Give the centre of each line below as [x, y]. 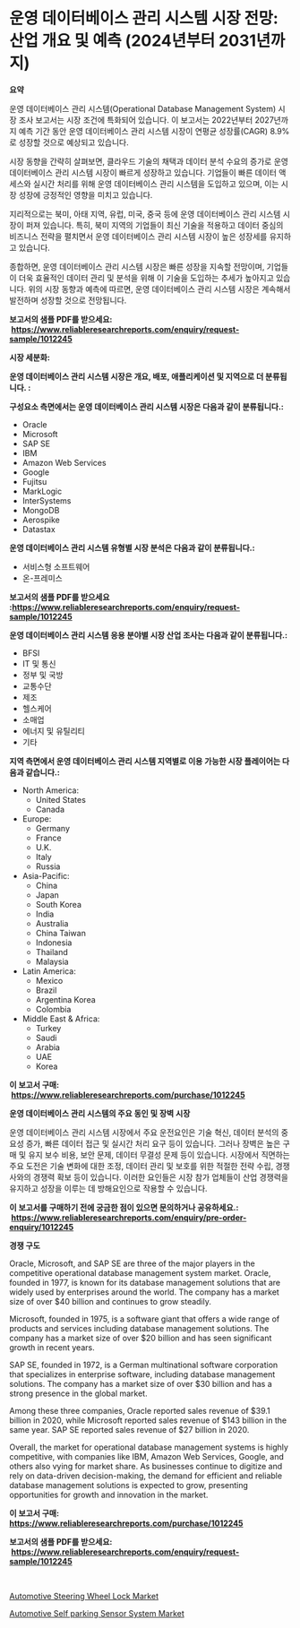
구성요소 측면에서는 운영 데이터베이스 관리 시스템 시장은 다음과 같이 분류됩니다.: [146, 406]
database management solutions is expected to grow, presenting [129, 1485]
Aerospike [41, 520]
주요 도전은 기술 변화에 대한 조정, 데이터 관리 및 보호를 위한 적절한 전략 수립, [141, 1166]
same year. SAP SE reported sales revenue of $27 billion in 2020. [129, 1429]
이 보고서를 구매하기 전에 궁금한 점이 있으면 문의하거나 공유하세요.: [124, 1207]
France [49, 838]
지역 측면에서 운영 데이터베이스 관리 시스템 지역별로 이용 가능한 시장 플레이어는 [145, 761]
